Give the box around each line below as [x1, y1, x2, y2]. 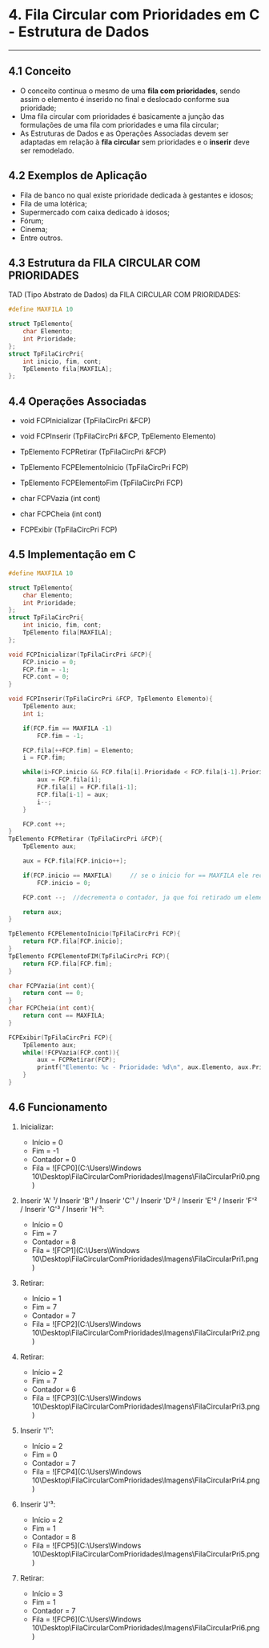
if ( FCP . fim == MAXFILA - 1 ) [22, 724, 113, 732]
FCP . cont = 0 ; [22, 673, 70, 681]
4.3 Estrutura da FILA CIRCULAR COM [8, 255, 201, 270]
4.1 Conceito [8, 64, 72, 78]
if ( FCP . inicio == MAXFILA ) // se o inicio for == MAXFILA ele [22, 871, 249, 879]
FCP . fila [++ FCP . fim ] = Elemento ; [22, 746, 134, 754]
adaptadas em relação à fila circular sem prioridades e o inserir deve [19, 137, 250, 146]
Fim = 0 [31, 1450, 58, 1459]
